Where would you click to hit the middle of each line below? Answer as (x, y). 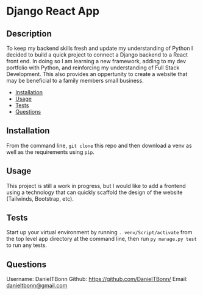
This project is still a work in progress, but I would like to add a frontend (96, 186)
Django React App (53, 11)
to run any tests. (27, 245)
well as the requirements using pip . (50, 152)
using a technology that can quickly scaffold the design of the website (94, 192)
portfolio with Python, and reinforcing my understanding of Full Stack (93, 68)
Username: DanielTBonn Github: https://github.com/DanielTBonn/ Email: (97, 279)
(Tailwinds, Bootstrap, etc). (40, 198)
